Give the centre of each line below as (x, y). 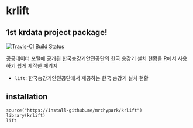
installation (27, 97)
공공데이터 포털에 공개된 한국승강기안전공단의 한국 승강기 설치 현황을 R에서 (91, 58)
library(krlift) (26, 115)
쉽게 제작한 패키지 (37, 66)
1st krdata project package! (57, 32)
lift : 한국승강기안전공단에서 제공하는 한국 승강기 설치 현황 (82, 78)
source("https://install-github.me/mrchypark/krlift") (74, 110)
